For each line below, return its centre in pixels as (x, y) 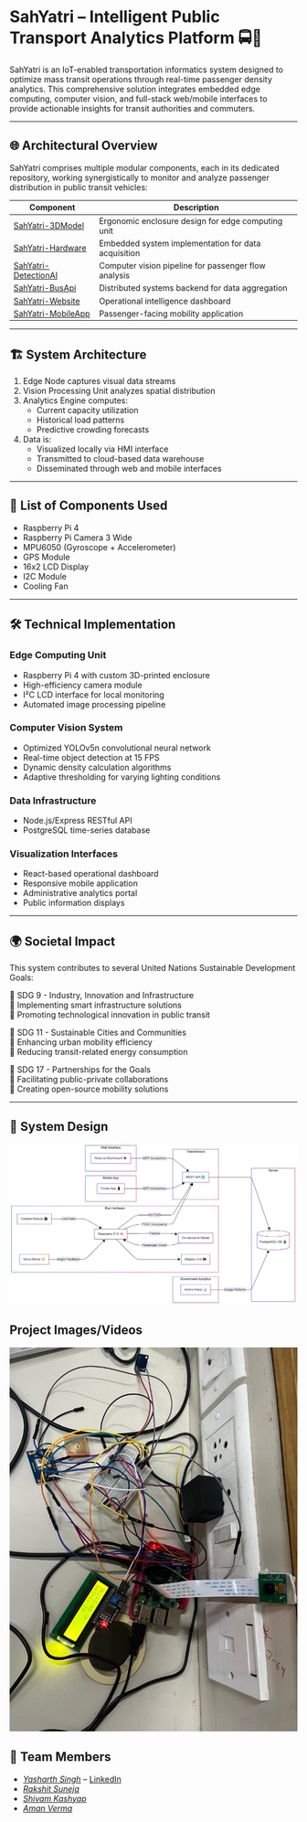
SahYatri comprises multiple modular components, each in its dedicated (144, 167)
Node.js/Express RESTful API (77, 821)
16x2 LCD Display (56, 566)
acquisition (120, 252)
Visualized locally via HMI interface (102, 449)
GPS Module (46, 557)
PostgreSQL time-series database (86, 830)
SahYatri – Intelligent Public (115, 17)
